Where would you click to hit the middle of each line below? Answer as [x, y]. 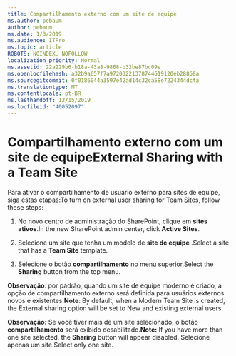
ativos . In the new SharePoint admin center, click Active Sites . [109, 228]
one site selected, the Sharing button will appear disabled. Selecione [109, 337]
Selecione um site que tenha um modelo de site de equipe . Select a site [123, 243]
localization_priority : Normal [54, 61]
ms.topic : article [35, 47]
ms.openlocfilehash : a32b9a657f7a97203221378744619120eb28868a [103, 73]
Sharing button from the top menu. [69, 271]
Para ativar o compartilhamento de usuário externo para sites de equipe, [114, 192]
